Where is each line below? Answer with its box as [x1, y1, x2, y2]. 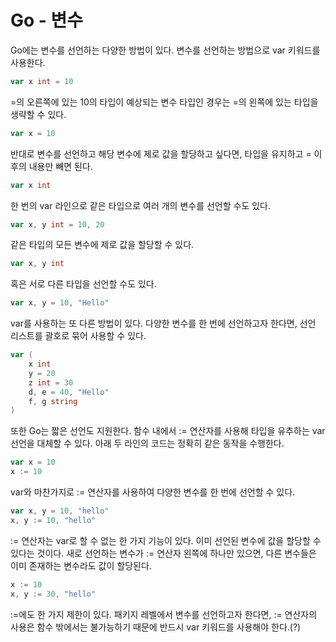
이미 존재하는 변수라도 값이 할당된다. [10, 559, 152, 571]
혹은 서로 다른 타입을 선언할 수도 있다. [10, 278, 157, 290]
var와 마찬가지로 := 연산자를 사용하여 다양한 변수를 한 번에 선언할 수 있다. [10, 486, 296, 498]
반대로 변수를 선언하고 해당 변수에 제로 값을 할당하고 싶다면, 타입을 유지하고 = [10, 147, 312, 160]
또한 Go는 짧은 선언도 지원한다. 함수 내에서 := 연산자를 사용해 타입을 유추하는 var [10, 425, 326, 437]
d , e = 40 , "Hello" [28, 387, 110, 397]
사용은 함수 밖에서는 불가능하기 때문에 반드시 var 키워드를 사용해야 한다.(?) [10, 621, 302, 633]
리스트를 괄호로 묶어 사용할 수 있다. [10, 330, 147, 342]
